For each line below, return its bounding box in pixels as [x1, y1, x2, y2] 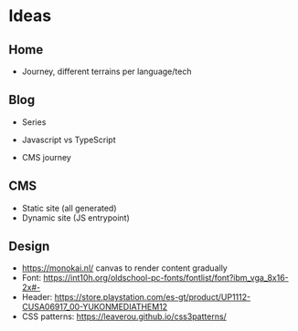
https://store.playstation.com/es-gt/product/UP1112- [54, 292, 251, 303]
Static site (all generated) [21, 202, 117, 213]
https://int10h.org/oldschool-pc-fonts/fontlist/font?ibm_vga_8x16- [43, 273, 289, 284]
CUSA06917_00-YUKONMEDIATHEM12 [21, 302, 168, 313]
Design [8, 239, 50, 254]
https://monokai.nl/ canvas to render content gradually [21, 263, 228, 274]
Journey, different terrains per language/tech [21, 66, 192, 77]
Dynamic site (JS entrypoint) [21, 212, 130, 223]
